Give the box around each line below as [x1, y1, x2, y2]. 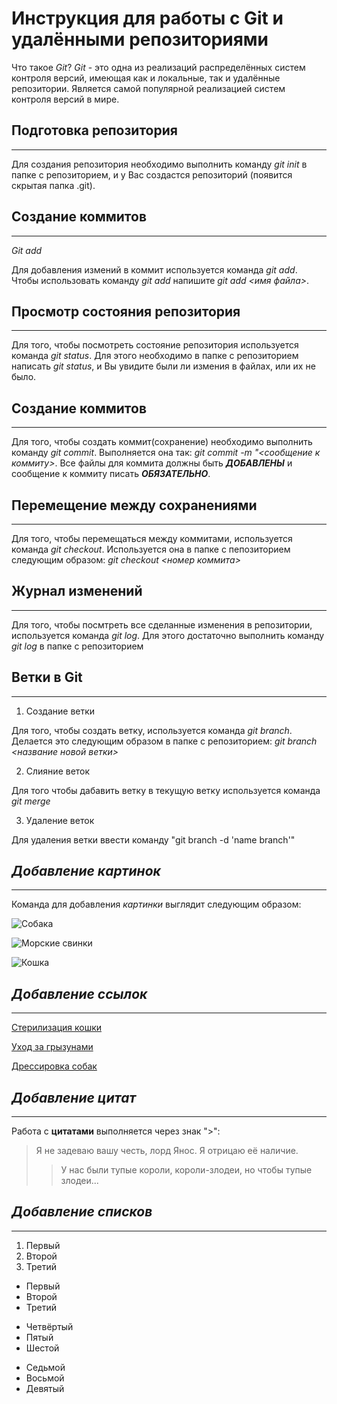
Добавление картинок [11, 863, 161, 880]
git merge [11, 795, 51, 807]
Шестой [25, 1342, 60, 1354]
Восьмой [25, 1372, 65, 1384]
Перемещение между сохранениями [11, 497, 258, 514]
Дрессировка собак [11, 1060, 98, 1072]
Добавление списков [11, 1203, 153, 1221]
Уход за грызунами [11, 1041, 94, 1053]
